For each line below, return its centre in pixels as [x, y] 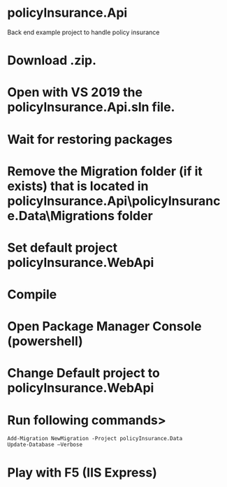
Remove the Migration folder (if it [105, 171]
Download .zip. [52, 60]
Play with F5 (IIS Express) [82, 472]
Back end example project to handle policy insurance [83, 32]
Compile [32, 295]
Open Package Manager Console [104, 327]
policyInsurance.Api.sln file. [91, 107]
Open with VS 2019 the [75, 93]
